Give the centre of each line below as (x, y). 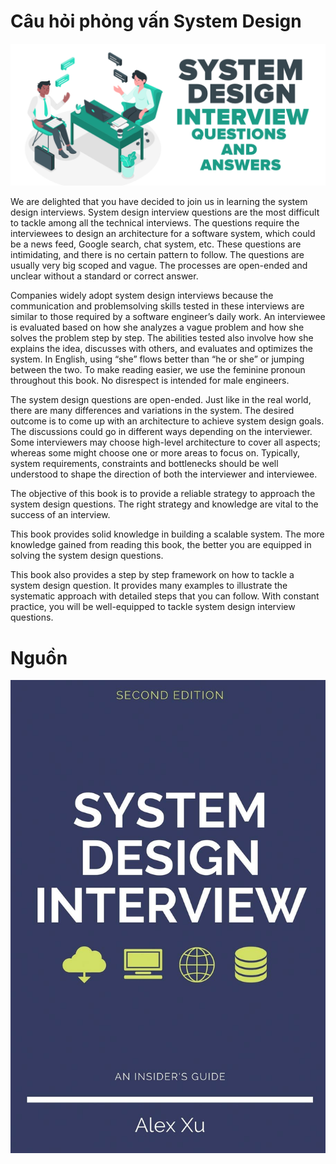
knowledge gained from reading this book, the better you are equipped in (161, 545)
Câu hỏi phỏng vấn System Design (156, 21)
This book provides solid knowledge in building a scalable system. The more (167, 534)
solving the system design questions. (87, 556)
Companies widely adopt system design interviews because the (142, 296)
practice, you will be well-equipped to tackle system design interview (153, 607)
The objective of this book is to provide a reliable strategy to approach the (163, 494)
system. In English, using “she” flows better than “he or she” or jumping (157, 359)
